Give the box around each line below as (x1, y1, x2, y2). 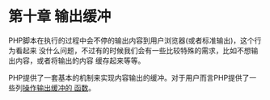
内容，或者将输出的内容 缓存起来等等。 (15, 56, 146, 65)
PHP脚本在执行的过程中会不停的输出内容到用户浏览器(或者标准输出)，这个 (8, 35, 255, 45)
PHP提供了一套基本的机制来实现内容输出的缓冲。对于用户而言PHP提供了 (8, 73, 250, 82)
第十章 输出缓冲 (8, 7, 112, 26)
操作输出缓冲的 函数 (23, 82, 89, 93)
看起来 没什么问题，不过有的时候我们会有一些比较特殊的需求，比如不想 (15, 45, 251, 55)
